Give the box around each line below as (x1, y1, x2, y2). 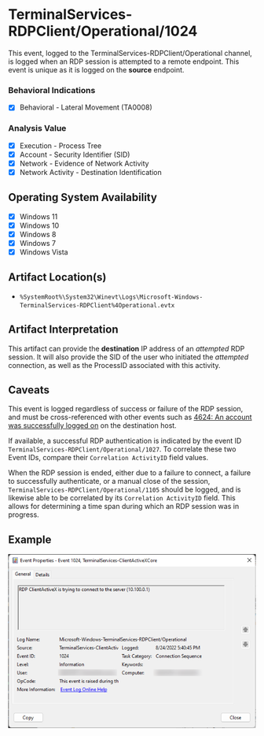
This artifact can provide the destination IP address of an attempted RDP (8, 344, 245, 353)
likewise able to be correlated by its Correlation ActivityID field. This (8, 493, 236, 503)
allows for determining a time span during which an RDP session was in (8, 502, 240, 511)
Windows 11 (19, 211, 58, 221)
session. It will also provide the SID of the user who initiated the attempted (8, 352, 249, 362)
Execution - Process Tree (19, 140, 102, 151)
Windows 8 (19, 229, 57, 239)
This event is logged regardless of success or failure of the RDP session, (8, 404, 244, 414)
